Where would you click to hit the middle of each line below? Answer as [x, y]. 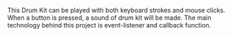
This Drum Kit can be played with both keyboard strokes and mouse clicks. [116, 10]
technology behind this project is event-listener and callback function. [109, 25]
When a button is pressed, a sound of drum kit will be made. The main [110, 18]
